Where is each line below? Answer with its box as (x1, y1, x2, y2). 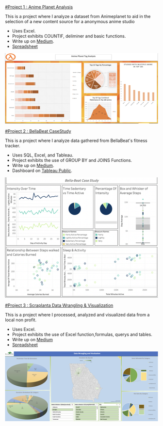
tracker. (5, 143, 20, 149)
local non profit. (5, 317, 37, 323)
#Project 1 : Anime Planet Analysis (5, 4, 73, 10)
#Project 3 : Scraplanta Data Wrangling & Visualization (5, 302, 114, 308)
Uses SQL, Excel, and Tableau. (12, 152, 74, 158)
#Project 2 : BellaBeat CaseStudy (5, 128, 71, 134)
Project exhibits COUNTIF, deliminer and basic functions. (12, 33, 126, 39)
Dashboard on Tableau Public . (12, 168, 73, 174)
